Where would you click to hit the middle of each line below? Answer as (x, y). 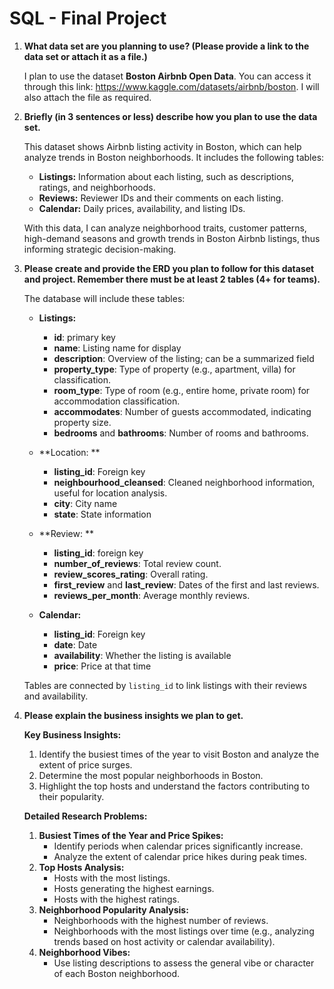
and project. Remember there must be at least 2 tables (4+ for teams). (172, 279)
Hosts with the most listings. (112, 878)
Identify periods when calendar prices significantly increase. (178, 846)
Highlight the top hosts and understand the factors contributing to (174, 786)
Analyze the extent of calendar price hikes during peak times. (180, 856)
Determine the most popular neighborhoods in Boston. (151, 775)
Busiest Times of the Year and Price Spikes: (131, 835)
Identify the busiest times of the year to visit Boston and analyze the (179, 754)
